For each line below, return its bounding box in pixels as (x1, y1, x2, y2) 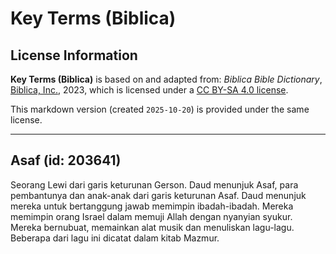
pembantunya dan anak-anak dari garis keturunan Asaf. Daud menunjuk (10, 189, 307, 201)
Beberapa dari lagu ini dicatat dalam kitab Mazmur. (10, 232, 220, 244)
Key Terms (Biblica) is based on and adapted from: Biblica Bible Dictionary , (10, 73, 323, 85)
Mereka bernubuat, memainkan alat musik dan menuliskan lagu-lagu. (10, 221, 295, 233)
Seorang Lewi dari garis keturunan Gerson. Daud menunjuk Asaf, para (10, 178, 299, 191)
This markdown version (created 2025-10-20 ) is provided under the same (10, 103, 310, 115)
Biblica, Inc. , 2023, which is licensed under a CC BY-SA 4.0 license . (10, 84, 289, 96)
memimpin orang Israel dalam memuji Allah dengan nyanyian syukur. (10, 210, 293, 222)
